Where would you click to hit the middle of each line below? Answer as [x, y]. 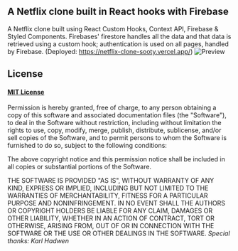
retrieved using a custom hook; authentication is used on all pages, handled [118, 44]
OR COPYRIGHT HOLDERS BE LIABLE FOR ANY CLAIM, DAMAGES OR [110, 211]
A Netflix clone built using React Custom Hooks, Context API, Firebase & [113, 28]
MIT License [26, 92]
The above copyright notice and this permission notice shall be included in [116, 159]
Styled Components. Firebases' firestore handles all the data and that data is [119, 36]
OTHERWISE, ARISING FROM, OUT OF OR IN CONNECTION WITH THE [111, 226]
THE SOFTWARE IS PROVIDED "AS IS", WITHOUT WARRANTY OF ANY [111, 181]
